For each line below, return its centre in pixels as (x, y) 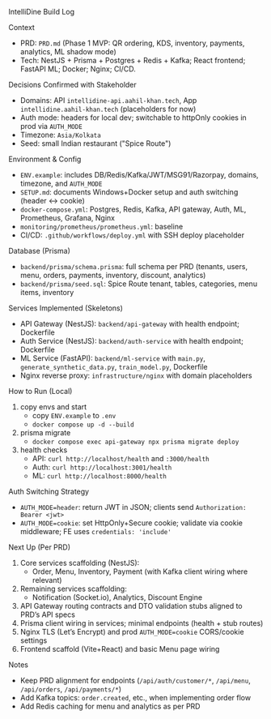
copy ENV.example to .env (74, 415)
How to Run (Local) (40, 391)
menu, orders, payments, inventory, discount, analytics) (113, 275)
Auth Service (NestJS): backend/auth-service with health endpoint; (132, 341)
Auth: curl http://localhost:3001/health (102, 467)
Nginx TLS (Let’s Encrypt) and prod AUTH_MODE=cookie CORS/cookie (132, 632)
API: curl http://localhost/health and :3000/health (121, 458)
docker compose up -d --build (83, 425)
